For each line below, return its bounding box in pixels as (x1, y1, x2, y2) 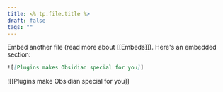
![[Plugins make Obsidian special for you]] (7, 77, 130, 86)
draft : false (7, 17, 46, 24)
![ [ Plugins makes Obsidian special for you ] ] (7, 64, 144, 71)
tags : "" (7, 23, 33, 30)
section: (7, 50, 31, 59)
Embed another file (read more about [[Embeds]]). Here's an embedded (7, 43, 217, 52)
